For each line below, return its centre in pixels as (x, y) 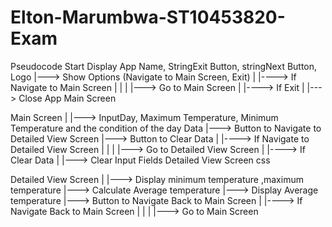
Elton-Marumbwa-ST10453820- (148, 17)
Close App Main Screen (67, 98)
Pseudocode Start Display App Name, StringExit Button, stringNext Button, (164, 66)
